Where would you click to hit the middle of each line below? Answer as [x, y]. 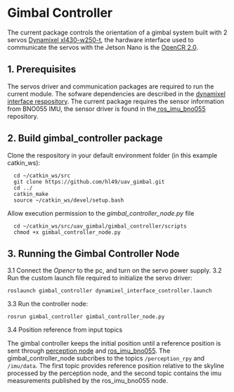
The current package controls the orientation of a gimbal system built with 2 [117, 32]
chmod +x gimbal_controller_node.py [67, 232]
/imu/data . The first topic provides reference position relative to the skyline [116, 366]
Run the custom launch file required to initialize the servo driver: [100, 278]
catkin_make [31, 194]
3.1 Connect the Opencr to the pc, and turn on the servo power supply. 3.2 [115, 270]
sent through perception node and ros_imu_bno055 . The [89, 351]
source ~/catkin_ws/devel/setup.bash [69, 200]
